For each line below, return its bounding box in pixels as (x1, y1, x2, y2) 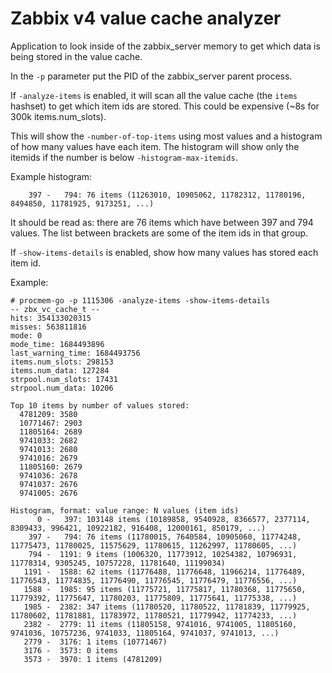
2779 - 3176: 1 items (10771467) (23, 637, 168, 647)
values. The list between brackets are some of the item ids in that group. (10, 227, 309, 239)
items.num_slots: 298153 (10, 357, 114, 367)
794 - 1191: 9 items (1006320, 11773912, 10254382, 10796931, (28, 549, 298, 559)
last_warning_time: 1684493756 (10, 348, 141, 358)
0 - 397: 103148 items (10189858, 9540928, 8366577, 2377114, (36, 514, 311, 524)
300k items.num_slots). (10, 110, 107, 122)
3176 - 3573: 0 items (23, 645, 118, 656)
